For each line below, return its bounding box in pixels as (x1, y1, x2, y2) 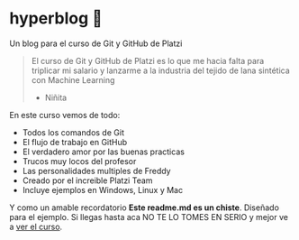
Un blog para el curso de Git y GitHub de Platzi (9, 38, 183, 49)
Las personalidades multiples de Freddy (22, 165, 171, 176)
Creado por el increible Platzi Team (22, 175, 153, 186)
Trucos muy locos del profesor (22, 155, 137, 166)
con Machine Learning (31, 74, 115, 85)
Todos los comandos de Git (22, 126, 124, 138)
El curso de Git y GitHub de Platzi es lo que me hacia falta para (31, 55, 265, 66)
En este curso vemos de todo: (9, 109, 121, 120)
